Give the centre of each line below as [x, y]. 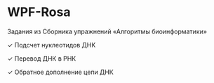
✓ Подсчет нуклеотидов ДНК [52, 45]
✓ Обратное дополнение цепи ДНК [60, 72]
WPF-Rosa [39, 12]
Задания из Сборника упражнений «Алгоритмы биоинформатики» [107, 31]
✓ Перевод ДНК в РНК [42, 58]
